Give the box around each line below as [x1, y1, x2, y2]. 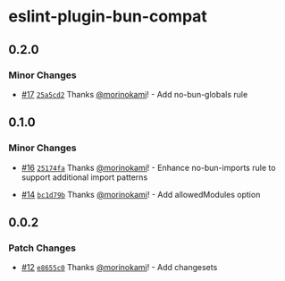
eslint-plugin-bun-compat [8, 6, 207, 27]
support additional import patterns [21, 172, 148, 183]
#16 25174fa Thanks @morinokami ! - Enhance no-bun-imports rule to [21, 162, 276, 173]
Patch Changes [8, 242, 77, 254]
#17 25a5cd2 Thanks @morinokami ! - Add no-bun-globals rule [21, 89, 248, 99]
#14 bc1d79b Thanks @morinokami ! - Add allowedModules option [21, 189, 261, 200]
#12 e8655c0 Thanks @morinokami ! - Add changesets [21, 262, 218, 273]
